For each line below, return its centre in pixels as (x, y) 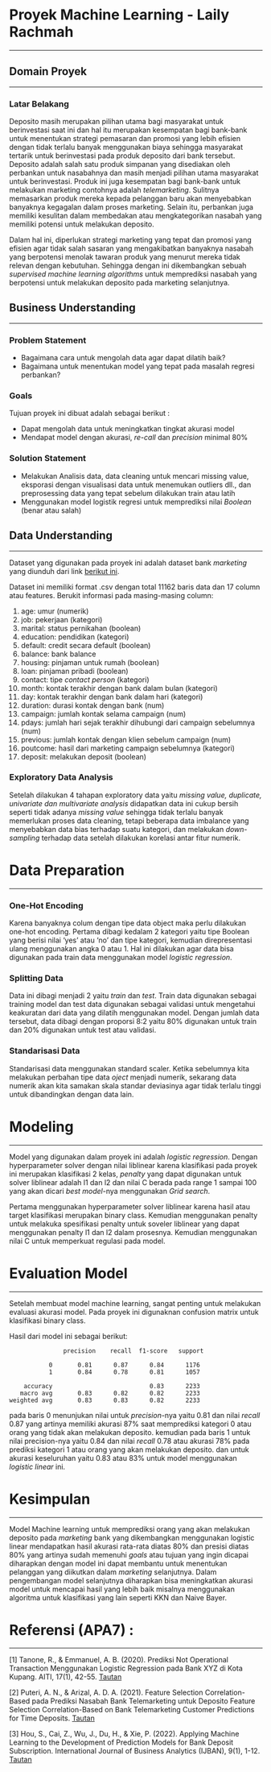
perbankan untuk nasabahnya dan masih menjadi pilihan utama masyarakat (134, 173)
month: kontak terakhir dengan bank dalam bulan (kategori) (119, 688)
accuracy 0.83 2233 (112, 1386)
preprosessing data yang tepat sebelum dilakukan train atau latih (128, 493)
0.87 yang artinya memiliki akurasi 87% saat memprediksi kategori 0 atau (130, 1424)
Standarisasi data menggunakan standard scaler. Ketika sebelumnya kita (129, 1068)
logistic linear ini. (37, 1466)
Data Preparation (67, 870)
